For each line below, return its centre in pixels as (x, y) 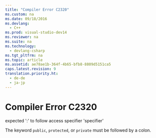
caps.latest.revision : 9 (31, 69)
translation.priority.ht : (31, 74)
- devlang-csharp (27, 51)
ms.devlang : (17, 23)
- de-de (17, 78)
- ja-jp (17, 83)
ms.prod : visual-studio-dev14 (36, 32)
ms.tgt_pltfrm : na (24, 55)
